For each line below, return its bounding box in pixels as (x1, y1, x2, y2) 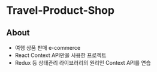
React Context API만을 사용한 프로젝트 (14, 52, 107, 59)
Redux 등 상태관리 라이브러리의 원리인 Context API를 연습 (14, 59, 151, 66)
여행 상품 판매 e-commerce (14, 44, 81, 51)
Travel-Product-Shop (6, 4, 115, 17)
